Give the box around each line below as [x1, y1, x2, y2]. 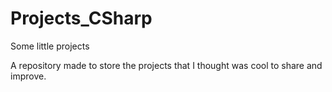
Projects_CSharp [10, 7, 153, 30]
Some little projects [10, 40, 90, 52]
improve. [10, 70, 47, 82]
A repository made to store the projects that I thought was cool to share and [10, 59, 323, 71]
